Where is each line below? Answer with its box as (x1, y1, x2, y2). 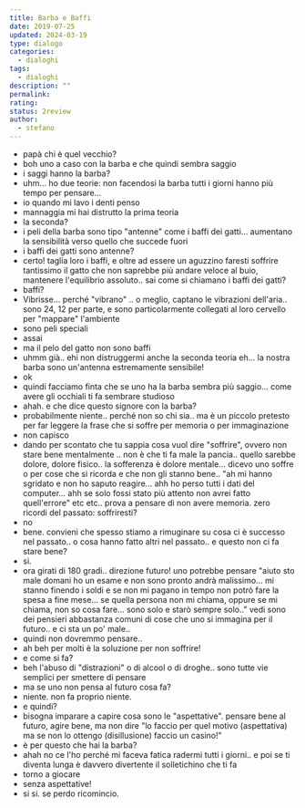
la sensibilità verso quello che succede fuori (22, 236, 188, 246)
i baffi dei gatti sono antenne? (22, 245, 135, 256)
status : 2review (9, 107, 71, 116)
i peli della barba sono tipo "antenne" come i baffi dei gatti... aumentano (22, 226, 293, 237)
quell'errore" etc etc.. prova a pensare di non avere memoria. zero (22, 498, 270, 508)
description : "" (9, 81, 71, 90)
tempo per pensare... (22, 188, 102, 198)
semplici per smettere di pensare (22, 672, 147, 682)
